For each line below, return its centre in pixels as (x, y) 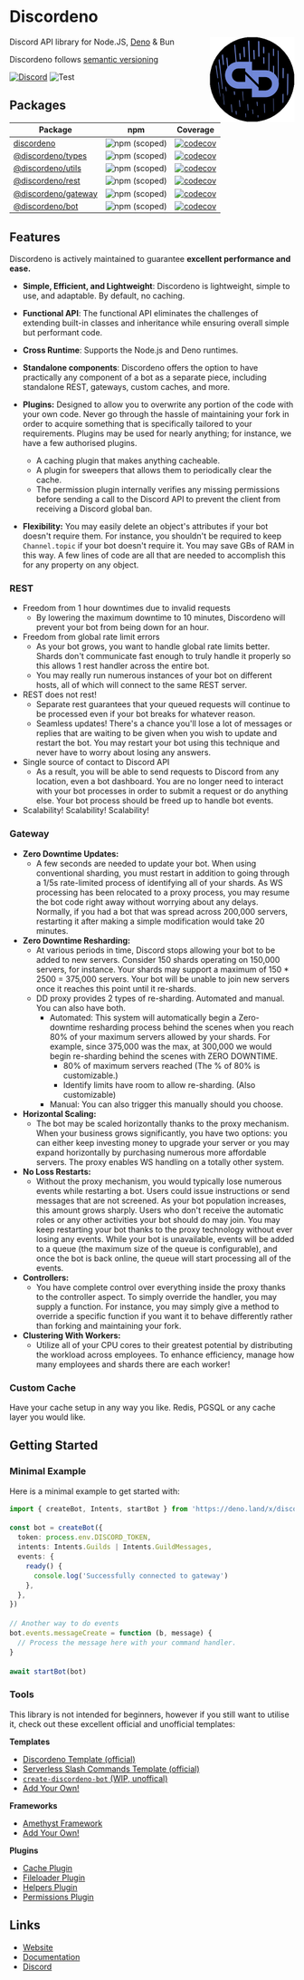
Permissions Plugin (58, 1897)
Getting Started (54, 1446)
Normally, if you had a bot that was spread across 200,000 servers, (161, 911)
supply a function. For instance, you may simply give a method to (157, 1306)
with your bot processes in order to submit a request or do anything (162, 791)
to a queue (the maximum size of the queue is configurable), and (157, 1248)
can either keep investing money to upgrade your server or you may (162, 1142)
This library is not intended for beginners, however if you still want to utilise (149, 1714)
